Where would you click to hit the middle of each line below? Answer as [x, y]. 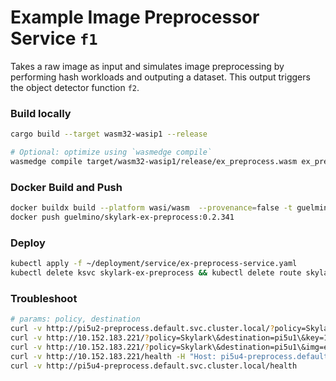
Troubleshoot [44, 298]
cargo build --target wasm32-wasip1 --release [109, 134]
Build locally [41, 113]
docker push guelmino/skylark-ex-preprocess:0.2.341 [122, 217]
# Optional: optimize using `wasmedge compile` [111, 152]
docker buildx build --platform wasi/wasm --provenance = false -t [151, 208]
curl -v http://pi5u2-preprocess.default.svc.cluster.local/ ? [142, 329]
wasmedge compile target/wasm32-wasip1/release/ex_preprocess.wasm [154, 161]
